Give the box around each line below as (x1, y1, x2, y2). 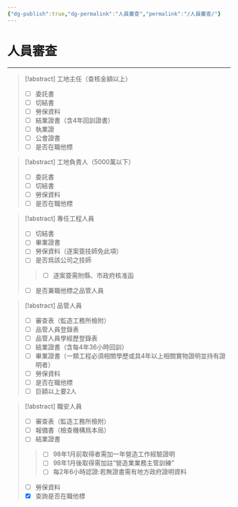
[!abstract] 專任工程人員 (24, 214, 95, 223)
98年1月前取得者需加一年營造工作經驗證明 (52, 450, 176, 458)
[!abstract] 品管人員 (24, 301, 83, 310)
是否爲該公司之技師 (35, 256, 92, 264)
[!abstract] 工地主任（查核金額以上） (24, 74, 132, 83)
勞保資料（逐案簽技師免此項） (35, 247, 123, 255)
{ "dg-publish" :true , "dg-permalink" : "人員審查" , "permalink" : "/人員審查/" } (7, 10, 221, 18)
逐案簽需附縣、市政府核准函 (52, 271, 135, 279)
